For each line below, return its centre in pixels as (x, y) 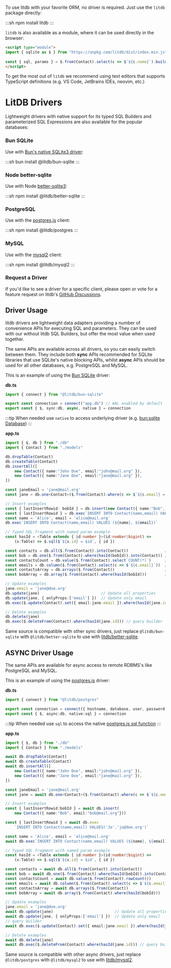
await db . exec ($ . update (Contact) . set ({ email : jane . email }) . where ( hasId (84, 926)
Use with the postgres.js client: (38, 220)
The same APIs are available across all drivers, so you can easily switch (80, 349)
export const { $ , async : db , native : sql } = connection (66, 714)
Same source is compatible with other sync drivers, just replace (72, 632)
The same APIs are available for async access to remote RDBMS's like (79, 665)
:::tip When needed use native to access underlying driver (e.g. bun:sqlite (83, 418)
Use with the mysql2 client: (34, 255)
